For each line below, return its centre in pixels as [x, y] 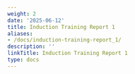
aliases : [20, 33]
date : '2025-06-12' [36, 20]
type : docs [23, 60]
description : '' [31, 47]
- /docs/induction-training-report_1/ [64, 40]
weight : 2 [22, 14]
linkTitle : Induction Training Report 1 [68, 54]
